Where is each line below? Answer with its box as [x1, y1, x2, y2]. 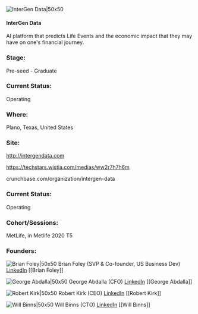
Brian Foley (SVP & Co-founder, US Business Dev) [58, 260, 181, 268]
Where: [6, 110, 29, 118]
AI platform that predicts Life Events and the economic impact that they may [6, 33, 193, 40]
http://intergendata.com [6, 152, 65, 159]
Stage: [6, 54, 26, 62]
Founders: [6, 247, 37, 255]
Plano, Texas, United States [6, 124, 74, 131]
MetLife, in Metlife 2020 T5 [6, 232, 73, 239]
